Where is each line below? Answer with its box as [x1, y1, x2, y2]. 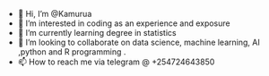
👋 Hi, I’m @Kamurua [17, 9, 92, 19]
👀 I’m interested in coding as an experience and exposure [17, 18, 230, 29]
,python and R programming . [17, 46, 126, 57]
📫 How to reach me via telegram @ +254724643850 [17, 56, 215, 67]
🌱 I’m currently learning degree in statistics [17, 28, 177, 38]
